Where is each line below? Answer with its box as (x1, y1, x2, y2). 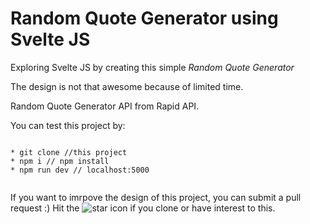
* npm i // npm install (10, 156, 110, 166)
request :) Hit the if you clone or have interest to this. (10, 202, 276, 214)
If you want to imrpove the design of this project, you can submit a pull (10, 191, 302, 203)
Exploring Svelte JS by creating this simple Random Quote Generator (10, 61, 295, 73)
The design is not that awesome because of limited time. (10, 80, 244, 92)
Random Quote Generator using (10, 7, 279, 30)
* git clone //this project (10, 147, 128, 157)
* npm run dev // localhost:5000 (10, 165, 150, 175)
